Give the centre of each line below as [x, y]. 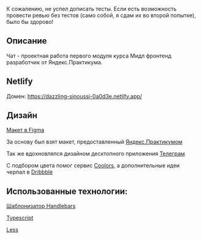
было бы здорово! [30, 22]
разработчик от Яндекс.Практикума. [54, 62]
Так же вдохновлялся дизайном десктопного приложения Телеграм [96, 154]
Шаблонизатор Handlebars [41, 206]
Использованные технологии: [67, 191]
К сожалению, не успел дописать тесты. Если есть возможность [92, 9]
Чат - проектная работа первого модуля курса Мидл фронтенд [89, 56]
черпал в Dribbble [30, 172]
